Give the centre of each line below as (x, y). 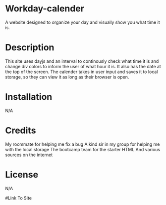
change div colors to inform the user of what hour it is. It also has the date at (83, 66)
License (22, 175)
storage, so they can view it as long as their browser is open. (67, 77)
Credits (21, 130)
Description (30, 48)
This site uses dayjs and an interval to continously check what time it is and (82, 61)
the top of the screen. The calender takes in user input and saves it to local (82, 72)
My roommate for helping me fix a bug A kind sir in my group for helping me (83, 144)
